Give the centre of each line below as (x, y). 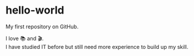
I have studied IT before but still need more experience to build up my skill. (97, 47)
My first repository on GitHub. (42, 27)
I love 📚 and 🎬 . (25, 38)
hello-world (35, 10)
